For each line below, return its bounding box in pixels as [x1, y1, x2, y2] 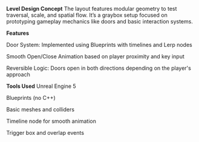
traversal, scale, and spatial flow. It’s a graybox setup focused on [6, 11, 168, 19]
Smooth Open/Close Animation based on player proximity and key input [6, 53, 184, 60]
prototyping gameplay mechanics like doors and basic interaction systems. [6, 18, 194, 25]
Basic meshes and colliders [6, 106, 74, 113]
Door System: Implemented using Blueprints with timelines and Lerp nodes [6, 42, 192, 48]
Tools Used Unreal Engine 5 [6, 82, 77, 90]
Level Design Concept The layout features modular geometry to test [6, 5, 177, 12]
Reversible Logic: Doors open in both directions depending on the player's [6, 64, 192, 72]
